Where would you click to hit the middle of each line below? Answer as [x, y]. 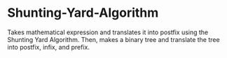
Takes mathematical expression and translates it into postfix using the [108, 32]
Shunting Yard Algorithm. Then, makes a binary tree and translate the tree [113, 39]
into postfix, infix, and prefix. [48, 47]
